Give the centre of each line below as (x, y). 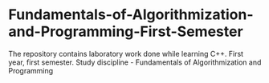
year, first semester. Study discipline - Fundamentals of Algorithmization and (135, 62)
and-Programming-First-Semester (126, 32)
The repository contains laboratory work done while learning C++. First (126, 53)
